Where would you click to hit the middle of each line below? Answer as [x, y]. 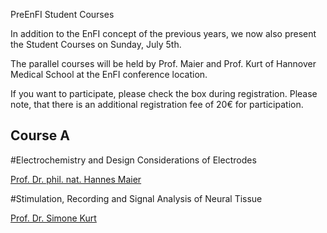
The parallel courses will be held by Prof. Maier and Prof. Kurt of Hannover [163, 63]
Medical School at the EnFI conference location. [109, 74]
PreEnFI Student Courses [62, 14]
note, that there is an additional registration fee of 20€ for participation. [157, 104]
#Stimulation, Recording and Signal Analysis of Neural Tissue [136, 198]
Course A [40, 135]
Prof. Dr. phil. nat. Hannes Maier [76, 179]
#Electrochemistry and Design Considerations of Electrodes [133, 160]
